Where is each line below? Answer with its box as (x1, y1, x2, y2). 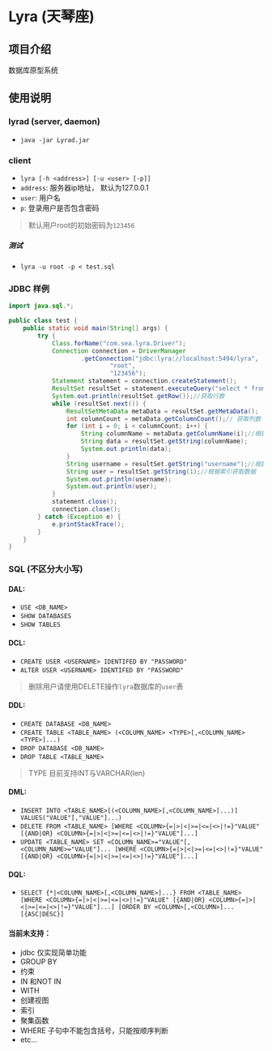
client (8, 155, 32, 166)
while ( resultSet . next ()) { (51, 399, 147, 408)
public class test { (8, 317, 79, 325)
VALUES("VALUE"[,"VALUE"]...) (19, 813, 123, 821)
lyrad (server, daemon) (8, 116, 101, 127)
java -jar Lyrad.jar (19, 135, 90, 144)
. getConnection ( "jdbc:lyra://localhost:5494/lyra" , (80, 354, 259, 362)
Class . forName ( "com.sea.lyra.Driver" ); (51, 339, 186, 347)
